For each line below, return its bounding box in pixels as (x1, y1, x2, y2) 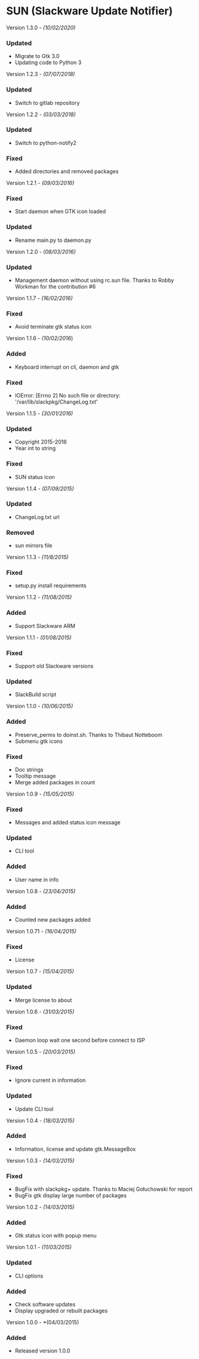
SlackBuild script (14, 691, 57, 698)
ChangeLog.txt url (14, 513, 60, 520)
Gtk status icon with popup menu (14, 1232, 97, 1239)
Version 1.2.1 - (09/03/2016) (6, 180, 75, 187)
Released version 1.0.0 (14, 1347, 71, 1354)
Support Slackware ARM (14, 622, 76, 629)
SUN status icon (14, 473, 55, 480)
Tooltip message (14, 772, 56, 779)
